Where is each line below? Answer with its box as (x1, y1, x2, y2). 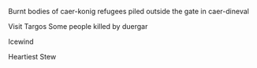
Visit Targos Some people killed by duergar (8, 22, 148, 30)
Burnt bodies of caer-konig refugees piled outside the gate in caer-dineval (8, 7, 250, 16)
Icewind (8, 37, 34, 46)
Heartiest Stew (8, 52, 57, 61)
